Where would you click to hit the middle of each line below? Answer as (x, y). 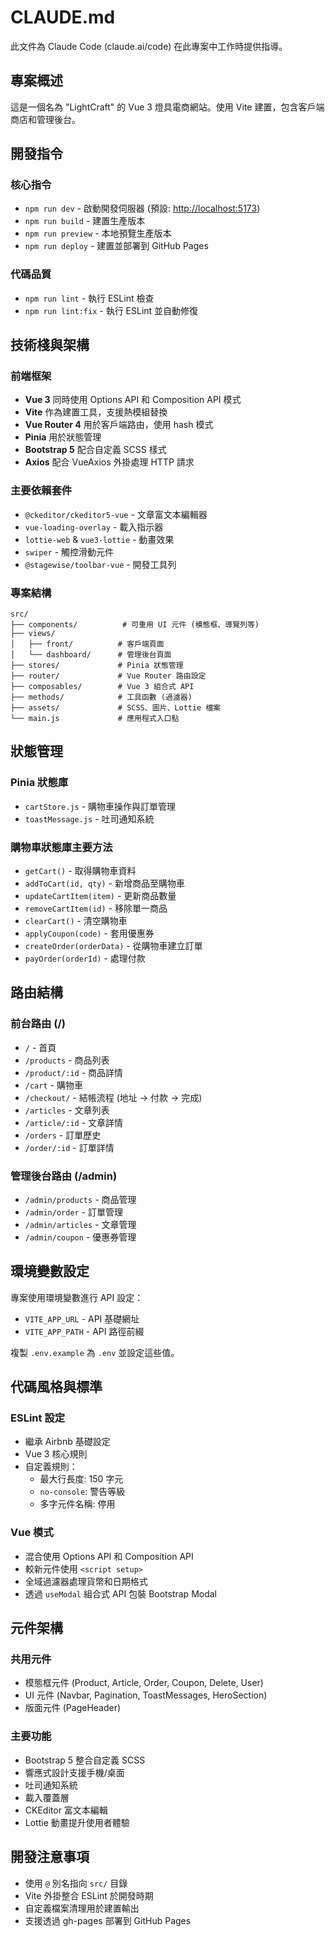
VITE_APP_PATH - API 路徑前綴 (84, 1331)
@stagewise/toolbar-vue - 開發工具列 (100, 564)
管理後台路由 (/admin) (64, 1176)
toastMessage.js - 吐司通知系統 (89, 818)
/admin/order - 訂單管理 (74, 1212)
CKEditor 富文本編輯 (66, 1810)
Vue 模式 (32, 1533)
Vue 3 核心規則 (56, 1454)
